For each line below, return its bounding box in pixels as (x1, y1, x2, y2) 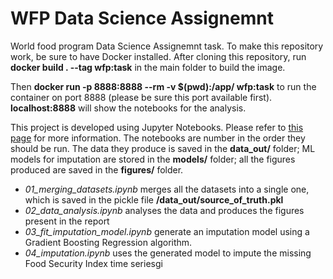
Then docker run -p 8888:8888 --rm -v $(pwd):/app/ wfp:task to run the (10, 80, 317, 92)
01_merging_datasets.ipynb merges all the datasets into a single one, (24, 183, 310, 195)
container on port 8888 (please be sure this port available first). (10, 91, 273, 103)
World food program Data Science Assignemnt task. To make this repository (10, 40, 324, 52)
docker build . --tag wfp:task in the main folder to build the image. (10, 61, 286, 73)
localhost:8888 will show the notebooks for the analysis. (10, 102, 247, 114)
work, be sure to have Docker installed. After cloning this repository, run (10, 50, 307, 62)
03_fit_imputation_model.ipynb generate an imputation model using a (24, 225, 310, 237)
